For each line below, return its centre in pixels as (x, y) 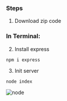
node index (19, 81)
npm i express (23, 60)
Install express (32, 49)
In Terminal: (23, 36)
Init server (27, 70)
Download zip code (38, 21)
